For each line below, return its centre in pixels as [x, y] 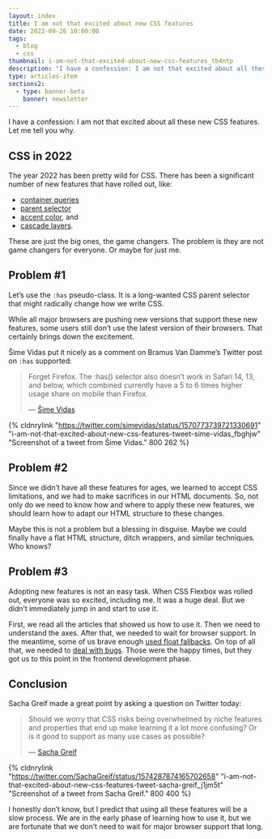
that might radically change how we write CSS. [86, 303]
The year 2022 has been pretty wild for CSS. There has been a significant [132, 176]
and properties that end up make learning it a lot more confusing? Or [142, 728]
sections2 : [27, 83]
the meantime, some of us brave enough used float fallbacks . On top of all [132, 641]
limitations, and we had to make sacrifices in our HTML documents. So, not [134, 496]
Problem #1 [37, 275]
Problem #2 [38, 468]
